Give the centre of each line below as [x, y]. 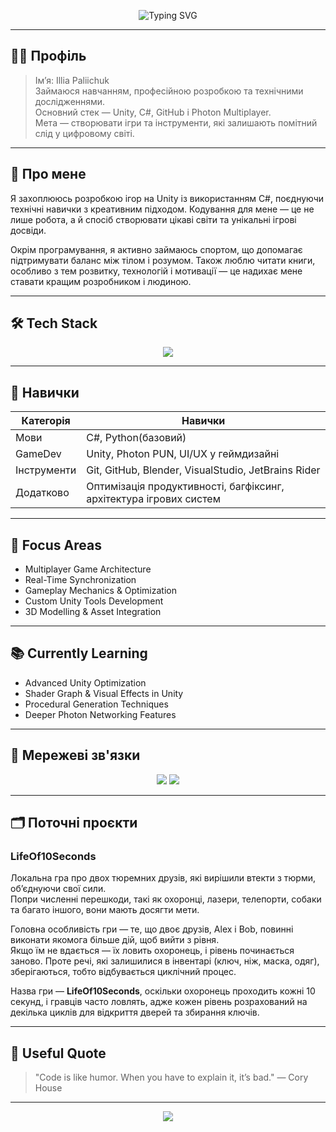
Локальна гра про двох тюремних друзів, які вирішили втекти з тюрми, [163, 878]
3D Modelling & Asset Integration [93, 612]
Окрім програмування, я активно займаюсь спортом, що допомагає [156, 249]
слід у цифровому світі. [84, 133]
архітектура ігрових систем [154, 499]
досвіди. [28, 230]
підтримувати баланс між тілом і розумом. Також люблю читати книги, [163, 260]
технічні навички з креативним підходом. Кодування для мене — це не [162, 209]
